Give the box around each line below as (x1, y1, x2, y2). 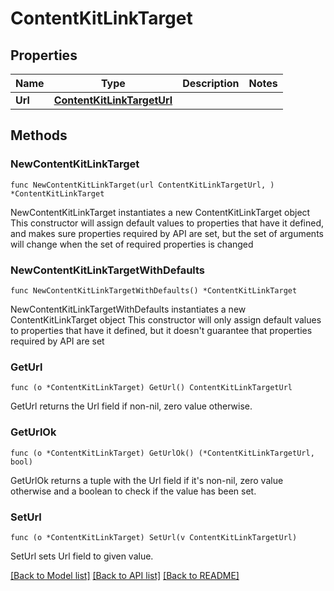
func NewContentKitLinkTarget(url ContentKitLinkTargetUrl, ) (10, 180, 275, 190)
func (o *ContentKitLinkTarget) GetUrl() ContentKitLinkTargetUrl (10, 383, 293, 393)
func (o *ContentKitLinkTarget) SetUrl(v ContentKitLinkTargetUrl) (10, 532, 298, 542)
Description (182, 77, 240, 90)
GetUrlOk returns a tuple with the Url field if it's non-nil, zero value (10, 474, 284, 486)
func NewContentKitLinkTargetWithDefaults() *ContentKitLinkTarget (10, 285, 298, 296)
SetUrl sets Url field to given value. (10, 550, 154, 562)
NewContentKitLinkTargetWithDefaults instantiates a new (10, 303, 247, 315)
